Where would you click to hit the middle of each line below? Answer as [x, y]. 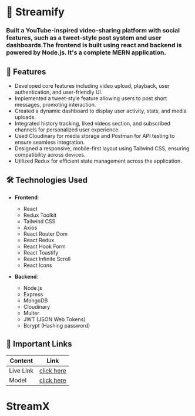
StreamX [28, 406]
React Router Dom [46, 234]
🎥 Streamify [35, 12]
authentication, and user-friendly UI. [58, 92]
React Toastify [41, 252]
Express [33, 294]
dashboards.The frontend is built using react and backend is [94, 45]
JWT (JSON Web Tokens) [55, 319]
